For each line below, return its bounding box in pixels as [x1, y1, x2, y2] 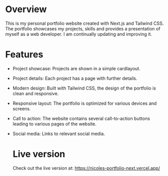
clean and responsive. [12, 90, 59, 97]
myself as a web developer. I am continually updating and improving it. [5, 31, 152, 37]
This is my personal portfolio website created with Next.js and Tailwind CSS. [5, 20, 164, 26]
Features [5, 49, 44, 60]
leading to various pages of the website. [12, 120, 97, 127]
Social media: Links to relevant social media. [12, 130, 105, 137]
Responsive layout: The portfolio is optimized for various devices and [12, 100, 157, 106]
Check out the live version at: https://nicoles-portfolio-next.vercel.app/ [12, 165, 160, 171]
